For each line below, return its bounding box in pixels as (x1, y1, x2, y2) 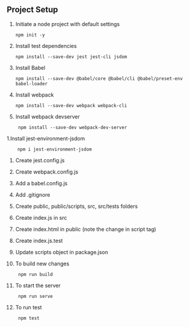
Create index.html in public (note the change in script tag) (15, 225, 156, 233)
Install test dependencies (15, 42, 77, 49)
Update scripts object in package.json (15, 248, 108, 255)
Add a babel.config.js (15, 179, 68, 187)
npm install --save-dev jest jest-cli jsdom (15, 53, 127, 60)
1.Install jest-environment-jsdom (7, 134, 85, 142)
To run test (15, 303, 42, 310)
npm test (18, 315, 40, 321)
